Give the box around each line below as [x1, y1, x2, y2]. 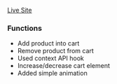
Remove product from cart [17, 47, 95, 55]
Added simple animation [17, 69, 88, 78]
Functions [7, 23, 42, 33]
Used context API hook [17, 54, 84, 62]
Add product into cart [17, 39, 80, 48]
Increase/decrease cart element [17, 62, 111, 70]
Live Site [7, 6, 32, 14]
